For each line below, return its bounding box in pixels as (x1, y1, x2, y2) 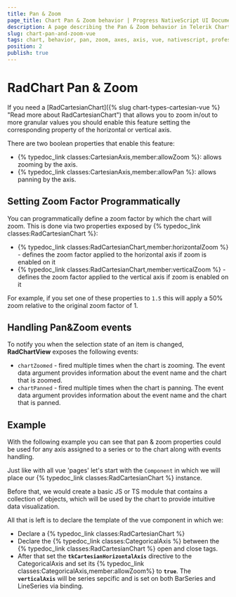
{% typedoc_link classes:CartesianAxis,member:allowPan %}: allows (17, 167, 216, 176)
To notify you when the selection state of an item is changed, (7, 340, 184, 349)
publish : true (7, 50, 49, 57)
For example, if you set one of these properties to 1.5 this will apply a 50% (7, 293, 223, 302)
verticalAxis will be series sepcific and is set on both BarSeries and (17, 574, 216, 583)
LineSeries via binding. (17, 582, 84, 591)
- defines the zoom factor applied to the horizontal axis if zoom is (17, 250, 207, 259)
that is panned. (17, 399, 61, 407)
